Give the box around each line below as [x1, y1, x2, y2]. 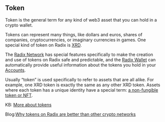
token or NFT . [5, 92, 33, 98]
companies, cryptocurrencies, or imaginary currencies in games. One [5, 37, 146, 43]
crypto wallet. [5, 22, 33, 28]
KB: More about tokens [5, 101, 52, 107]
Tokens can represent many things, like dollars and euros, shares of [5, 31, 143, 37]
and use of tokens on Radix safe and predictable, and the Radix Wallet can [5, 56, 156, 63]
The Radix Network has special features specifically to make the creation [5, 51, 154, 57]
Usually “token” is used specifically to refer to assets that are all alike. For [5, 76, 154, 82]
